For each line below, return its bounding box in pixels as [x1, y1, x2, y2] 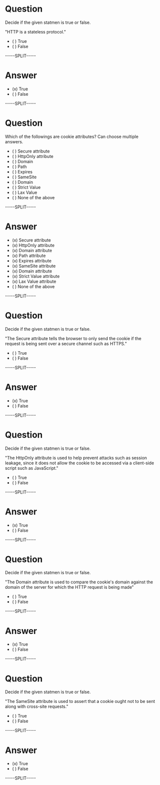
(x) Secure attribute [12, 237, 51, 243]
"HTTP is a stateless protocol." [5, 29, 66, 34]
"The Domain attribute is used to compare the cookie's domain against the [5, 579, 153, 585]
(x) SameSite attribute [12, 263, 56, 269]
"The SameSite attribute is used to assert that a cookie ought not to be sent [5, 699, 156, 704]
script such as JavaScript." [5, 465, 58, 471]
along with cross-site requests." [5, 703, 69, 710]
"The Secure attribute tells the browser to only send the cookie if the [5, 335, 142, 341]
